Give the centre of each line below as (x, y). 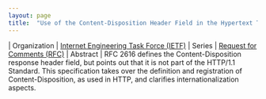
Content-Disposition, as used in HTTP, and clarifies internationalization (123, 79)
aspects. (22, 87)
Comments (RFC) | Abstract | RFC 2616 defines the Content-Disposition (125, 54)
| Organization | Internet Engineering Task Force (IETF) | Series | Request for (133, 45)
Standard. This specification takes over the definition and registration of (125, 70)
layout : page (30, 15)
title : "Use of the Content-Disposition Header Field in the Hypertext (131, 23)
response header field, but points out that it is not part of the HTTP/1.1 (122, 62)
